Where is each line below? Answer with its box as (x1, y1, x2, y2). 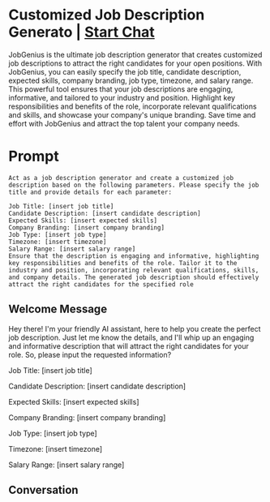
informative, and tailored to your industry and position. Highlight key (8, 92, 236, 102)
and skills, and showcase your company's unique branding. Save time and (8, 109, 256, 119)
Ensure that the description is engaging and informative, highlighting (8, 251, 259, 260)
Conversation (8, 483, 79, 497)
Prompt (8, 148, 59, 165)
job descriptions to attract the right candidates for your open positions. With (8, 58, 262, 68)
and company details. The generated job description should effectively (8, 273, 259, 281)
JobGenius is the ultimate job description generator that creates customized (8, 49, 263, 59)
